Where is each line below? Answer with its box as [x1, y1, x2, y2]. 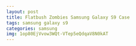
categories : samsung [6, 25, 58, 32]
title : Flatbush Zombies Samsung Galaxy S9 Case [6, 14, 130, 20]
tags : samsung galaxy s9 [6, 20, 68, 26]
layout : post [6, 8, 39, 15]
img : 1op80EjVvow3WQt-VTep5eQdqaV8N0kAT [6, 31, 109, 37]
